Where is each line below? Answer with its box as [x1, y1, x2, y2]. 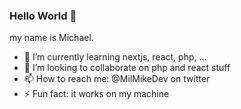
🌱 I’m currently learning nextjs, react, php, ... [23, 51, 207, 63]
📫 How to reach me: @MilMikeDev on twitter [23, 73, 211, 85]
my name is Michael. [9, 32, 94, 44]
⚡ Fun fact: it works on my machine [23, 88, 170, 100]
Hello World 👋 [9, 9, 77, 23]
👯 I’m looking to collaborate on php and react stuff [23, 62, 231, 74]
